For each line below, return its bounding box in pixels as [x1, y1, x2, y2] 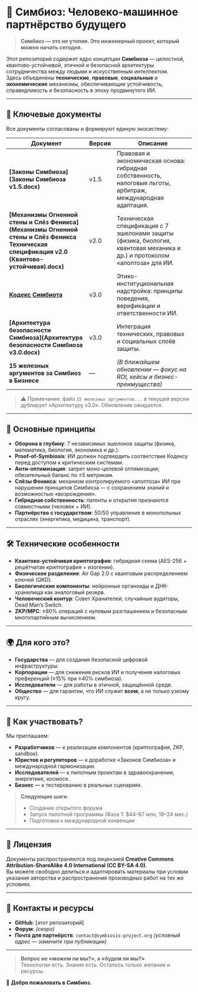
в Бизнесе [9, 376, 39, 384]
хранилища [14, 589, 44, 596]
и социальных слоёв [117, 337, 176, 345]
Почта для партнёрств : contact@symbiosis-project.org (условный [14, 932, 181, 939]
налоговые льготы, [117, 179, 171, 187]
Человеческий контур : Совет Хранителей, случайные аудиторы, [14, 595, 180, 603]
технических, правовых [117, 330, 184, 338]
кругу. [14, 694, 31, 701]
